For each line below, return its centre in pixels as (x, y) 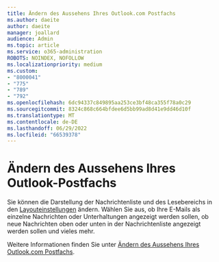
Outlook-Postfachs (62, 183)
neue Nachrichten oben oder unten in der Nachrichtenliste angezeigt (104, 224)
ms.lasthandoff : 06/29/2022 (47, 128)
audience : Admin (30, 39)
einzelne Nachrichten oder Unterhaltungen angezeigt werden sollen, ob (108, 217)
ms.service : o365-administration (55, 52)
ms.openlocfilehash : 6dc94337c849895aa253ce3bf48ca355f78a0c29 (99, 103)
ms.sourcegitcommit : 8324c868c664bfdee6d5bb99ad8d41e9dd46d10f (99, 109)
